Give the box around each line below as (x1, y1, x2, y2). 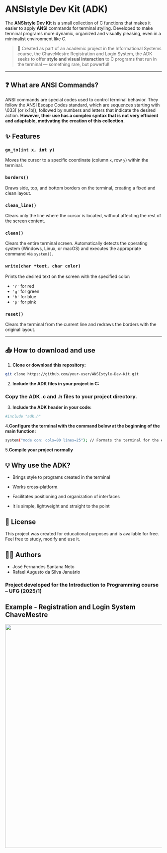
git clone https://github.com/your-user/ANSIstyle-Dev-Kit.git (5, 371, 139, 376)
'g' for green (12, 288, 40, 294)
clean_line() (5, 202, 37, 208)
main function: (5, 428, 36, 434)
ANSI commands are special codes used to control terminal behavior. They (5, 96, 159, 102)
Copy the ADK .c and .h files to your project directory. (5, 393, 138, 400)
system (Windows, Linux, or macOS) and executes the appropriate (5, 246, 141, 252)
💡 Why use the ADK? (5, 461, 71, 470)
